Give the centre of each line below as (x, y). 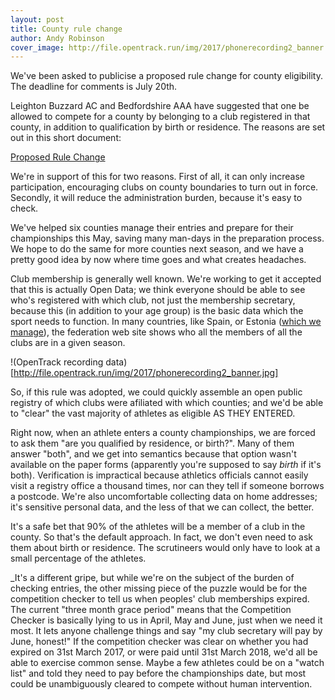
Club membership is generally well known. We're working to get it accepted (166, 279)
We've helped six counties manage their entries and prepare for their (152, 228)
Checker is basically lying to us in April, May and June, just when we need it (166, 620)
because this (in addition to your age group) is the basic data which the (157, 311)
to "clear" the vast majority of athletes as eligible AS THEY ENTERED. (153, 413)
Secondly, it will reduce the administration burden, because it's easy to (156, 198)
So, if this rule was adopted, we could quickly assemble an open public (156, 392)
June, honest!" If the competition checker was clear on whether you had (159, 642)
